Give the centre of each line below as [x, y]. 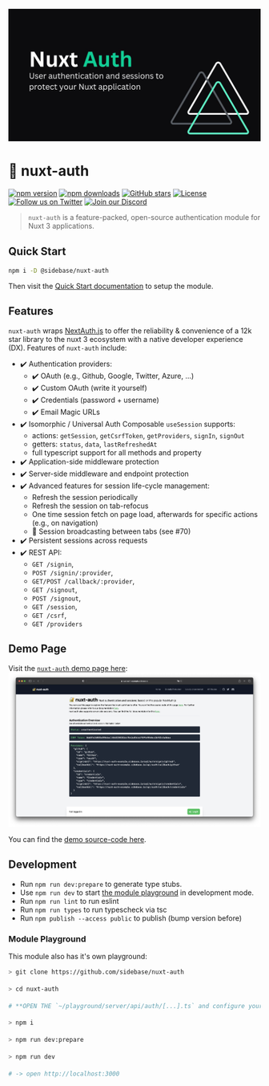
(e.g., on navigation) [65, 523]
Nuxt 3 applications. [61, 226]
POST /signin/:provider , [72, 572]
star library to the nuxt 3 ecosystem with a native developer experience [126, 339]
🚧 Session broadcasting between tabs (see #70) [111, 531]
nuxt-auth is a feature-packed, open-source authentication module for [144, 218]
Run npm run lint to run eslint [69, 901]
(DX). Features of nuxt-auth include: [68, 348]
